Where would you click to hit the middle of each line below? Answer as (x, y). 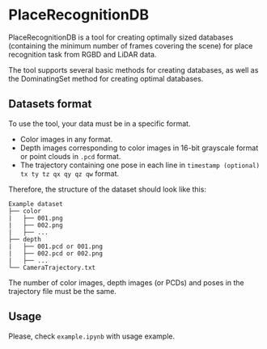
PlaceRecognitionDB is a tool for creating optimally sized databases (121, 37)
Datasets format (50, 104)
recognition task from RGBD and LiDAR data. (83, 54)
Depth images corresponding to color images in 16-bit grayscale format (139, 148)
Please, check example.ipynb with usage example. (92, 336)
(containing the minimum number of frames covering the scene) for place (131, 45)
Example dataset (36, 204)
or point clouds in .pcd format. (70, 156)
